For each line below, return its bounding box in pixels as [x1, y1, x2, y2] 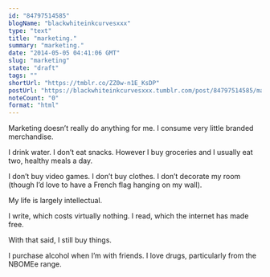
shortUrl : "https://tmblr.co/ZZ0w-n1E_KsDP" [8, 79, 160, 87]
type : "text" [8, 26, 52, 35]
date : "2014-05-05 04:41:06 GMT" [8, 49, 121, 57]
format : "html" [8, 101, 59, 109]
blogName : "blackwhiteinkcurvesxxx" [8, 19, 131, 27]
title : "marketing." [8, 34, 78, 43]
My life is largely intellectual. [8, 196, 103, 206]
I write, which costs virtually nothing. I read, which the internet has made [8, 211, 249, 221]
